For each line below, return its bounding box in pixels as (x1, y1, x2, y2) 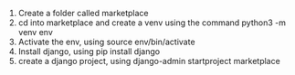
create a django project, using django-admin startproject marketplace (17, 56, 280, 66)
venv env (17, 27, 53, 37)
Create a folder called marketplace (17, 8, 149, 18)
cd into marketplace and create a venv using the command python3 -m (17, 17, 286, 28)
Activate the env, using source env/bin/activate (17, 36, 195, 47)
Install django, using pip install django (17, 46, 161, 57)
